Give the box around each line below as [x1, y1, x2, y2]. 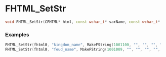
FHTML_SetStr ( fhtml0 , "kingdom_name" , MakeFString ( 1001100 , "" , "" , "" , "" [5, 43, 165, 48]
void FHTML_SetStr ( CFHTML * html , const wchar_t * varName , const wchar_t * [5, 19, 161, 24]
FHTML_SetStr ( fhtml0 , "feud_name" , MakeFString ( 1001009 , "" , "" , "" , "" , [5, 47, 161, 52]
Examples [5, 31, 30, 38]
